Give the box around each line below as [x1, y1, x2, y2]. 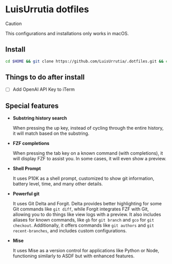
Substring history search [12, 115, 68, 121]
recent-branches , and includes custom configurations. [12, 228, 127, 234]
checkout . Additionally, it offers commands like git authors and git [12, 222, 155, 228]
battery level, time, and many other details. [12, 181, 103, 187]
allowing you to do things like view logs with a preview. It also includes [12, 211, 161, 218]
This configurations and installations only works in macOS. [5, 30, 129, 36]
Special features [5, 101, 59, 110]
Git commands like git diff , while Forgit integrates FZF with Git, [12, 206, 149, 212]
